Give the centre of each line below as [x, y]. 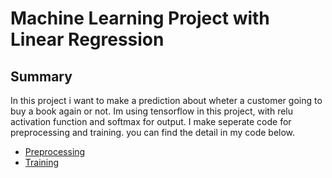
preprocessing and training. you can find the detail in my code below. [153, 132]
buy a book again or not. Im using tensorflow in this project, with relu [152, 111]
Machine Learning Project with [140, 18]
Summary [41, 76]
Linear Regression [87, 39]
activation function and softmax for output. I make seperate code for [151, 121]
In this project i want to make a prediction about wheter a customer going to [166, 100]
